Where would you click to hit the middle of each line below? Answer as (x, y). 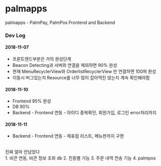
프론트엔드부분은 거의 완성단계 (41, 59)
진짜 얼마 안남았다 (22, 152)
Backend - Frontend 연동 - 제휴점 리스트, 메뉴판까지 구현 (68, 136)
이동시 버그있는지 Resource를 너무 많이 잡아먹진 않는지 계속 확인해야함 (81, 78)
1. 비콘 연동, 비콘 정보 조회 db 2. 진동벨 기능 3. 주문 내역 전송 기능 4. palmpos (80, 158)
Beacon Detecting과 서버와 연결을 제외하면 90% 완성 (65, 65)
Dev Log (15, 35)
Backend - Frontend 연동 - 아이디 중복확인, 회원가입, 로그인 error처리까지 (84, 113)
